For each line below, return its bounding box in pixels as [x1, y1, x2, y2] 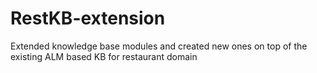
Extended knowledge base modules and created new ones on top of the [10, 40, 308, 52]
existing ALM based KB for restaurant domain [10, 50, 198, 62]
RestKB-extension [10, 7, 166, 30]
